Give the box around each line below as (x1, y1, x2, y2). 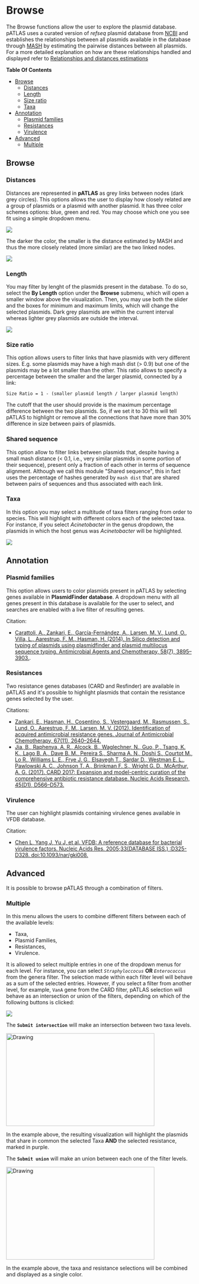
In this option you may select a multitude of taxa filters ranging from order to (6, 508, 192, 516)
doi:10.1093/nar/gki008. (31, 852, 89, 859)
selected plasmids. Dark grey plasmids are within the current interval (6, 308, 174, 315)
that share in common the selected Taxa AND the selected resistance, (6, 1137, 177, 1144)
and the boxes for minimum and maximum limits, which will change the (6, 302, 179, 309)
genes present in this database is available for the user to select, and (6, 599, 175, 606)
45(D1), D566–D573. (14, 781, 65, 788)
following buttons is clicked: (6, 999, 75, 1006)
